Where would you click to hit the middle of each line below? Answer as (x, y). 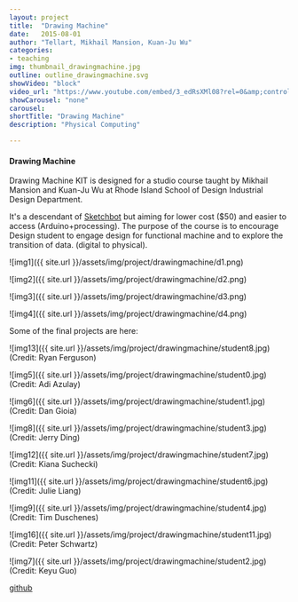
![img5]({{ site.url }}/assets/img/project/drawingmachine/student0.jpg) (138, 375)
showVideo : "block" (45, 83)
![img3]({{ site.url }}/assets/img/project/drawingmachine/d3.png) (128, 297)
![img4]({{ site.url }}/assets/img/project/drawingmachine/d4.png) (128, 314)
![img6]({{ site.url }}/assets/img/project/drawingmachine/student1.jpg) (137, 401)
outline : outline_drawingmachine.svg (79, 75)
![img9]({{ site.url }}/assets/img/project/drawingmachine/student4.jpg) (138, 508)
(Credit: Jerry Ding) (45, 438)
